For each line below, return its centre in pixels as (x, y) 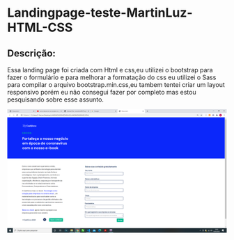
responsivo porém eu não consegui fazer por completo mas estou (102, 92)
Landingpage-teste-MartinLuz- (100, 13)
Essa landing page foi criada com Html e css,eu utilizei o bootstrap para (110, 70)
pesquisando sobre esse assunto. (56, 99)
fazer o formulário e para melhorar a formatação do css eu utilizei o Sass (112, 77)
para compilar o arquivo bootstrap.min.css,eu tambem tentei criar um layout (116, 85)
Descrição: (31, 53)
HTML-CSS (40, 27)
